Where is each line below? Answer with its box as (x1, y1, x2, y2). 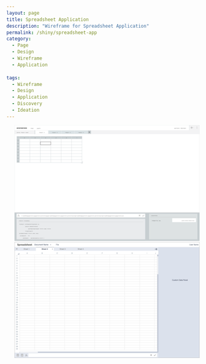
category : (6, 36, 32, 42)
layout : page (6, 10, 40, 16)
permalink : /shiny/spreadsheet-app (6, 29, 97, 36)
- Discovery (12, 101, 43, 107)
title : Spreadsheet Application (6, 16, 89, 23)
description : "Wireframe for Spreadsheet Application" (6, 23, 150, 29)
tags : (6, 74, 20, 81)
